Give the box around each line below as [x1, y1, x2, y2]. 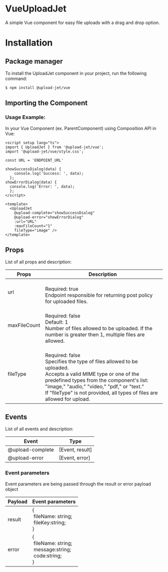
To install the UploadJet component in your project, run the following [5, 70, 147, 76]
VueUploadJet [5, 3, 66, 15]
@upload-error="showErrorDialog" [14, 215, 84, 220]
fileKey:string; [33, 519, 66, 526]
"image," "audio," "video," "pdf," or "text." [44, 383, 144, 390]
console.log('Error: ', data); [9, 184, 75, 189]
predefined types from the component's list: [44, 377, 148, 384]
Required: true [44, 286, 78, 293]
